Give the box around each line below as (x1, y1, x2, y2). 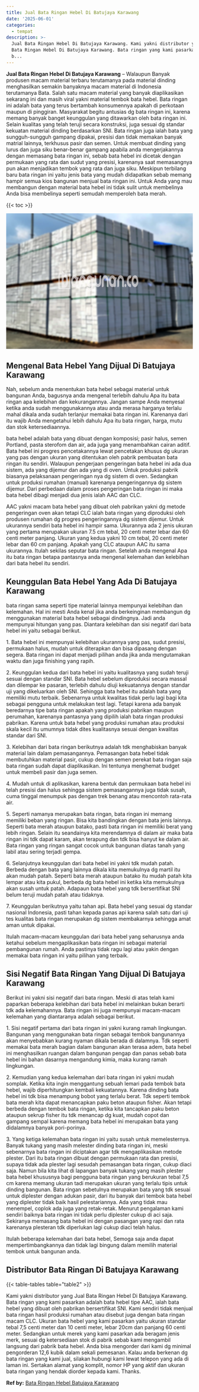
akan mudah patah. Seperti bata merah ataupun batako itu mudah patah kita (6, 872, 192, 879)
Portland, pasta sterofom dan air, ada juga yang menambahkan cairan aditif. (6, 441, 191, 449)
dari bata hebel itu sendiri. (6, 560, 70, 567)
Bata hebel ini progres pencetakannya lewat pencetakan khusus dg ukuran (6, 447, 188, 455)
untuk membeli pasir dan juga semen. (6, 768, 98, 776)
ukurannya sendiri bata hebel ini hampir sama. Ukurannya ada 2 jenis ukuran (6, 522, 193, 529)
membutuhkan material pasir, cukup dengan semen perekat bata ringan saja (6, 756, 192, 763)
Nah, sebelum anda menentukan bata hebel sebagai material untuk (6, 386, 170, 393)
